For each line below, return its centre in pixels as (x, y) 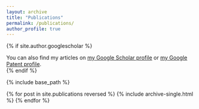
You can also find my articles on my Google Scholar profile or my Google (97, 58)
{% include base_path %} (38, 82)
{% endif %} (22, 71)
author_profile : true (34, 29)
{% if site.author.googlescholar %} (49, 46)
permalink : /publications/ (40, 23)
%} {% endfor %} (28, 101)
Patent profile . (24, 64)
